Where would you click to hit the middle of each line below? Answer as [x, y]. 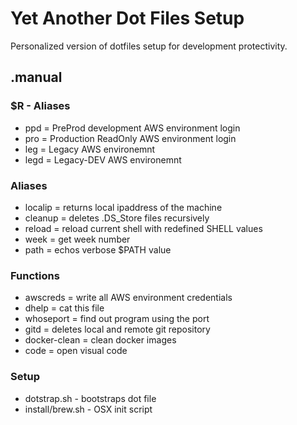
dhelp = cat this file [64, 308]
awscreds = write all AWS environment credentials [128, 298]
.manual [36, 77]
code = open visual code [76, 351]
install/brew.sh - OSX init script [88, 409]
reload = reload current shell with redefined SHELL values [143, 228]
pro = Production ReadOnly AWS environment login [130, 138]
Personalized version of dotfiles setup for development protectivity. [149, 46]
